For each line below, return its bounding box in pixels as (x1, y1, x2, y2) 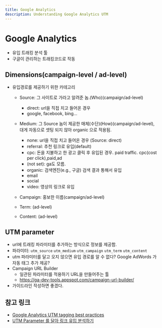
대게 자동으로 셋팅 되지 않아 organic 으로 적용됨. (19, 127, 112, 133)
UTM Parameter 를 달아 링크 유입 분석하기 (12, 318, 94, 324)
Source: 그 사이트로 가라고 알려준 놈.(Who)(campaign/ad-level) (19, 94, 143, 101)
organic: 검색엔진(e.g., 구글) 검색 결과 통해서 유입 (26, 167, 122, 173)
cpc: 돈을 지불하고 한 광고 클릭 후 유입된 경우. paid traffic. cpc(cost (26, 149, 157, 155)
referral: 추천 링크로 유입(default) (26, 144, 92, 149)
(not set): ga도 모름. (26, 161, 66, 167)
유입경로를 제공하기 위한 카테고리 (12, 84, 75, 90)
